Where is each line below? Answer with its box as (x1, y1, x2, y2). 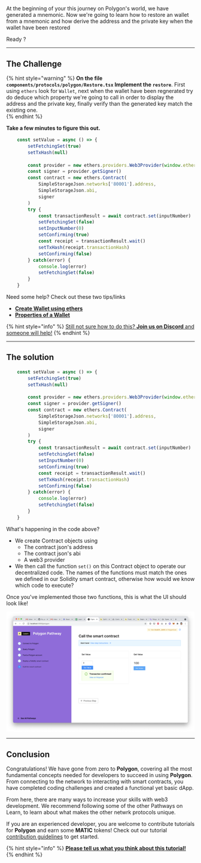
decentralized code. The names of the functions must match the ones (14, 569, 187, 576)
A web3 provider (23, 556, 65, 563)
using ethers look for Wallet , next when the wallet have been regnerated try (6, 88, 193, 94)
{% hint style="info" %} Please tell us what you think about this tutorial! (6, 845, 187, 852)
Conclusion (6, 749, 50, 759)
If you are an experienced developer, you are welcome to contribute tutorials (6, 820, 195, 828)
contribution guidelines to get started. (6, 833, 99, 840)
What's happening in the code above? (6, 525, 100, 532)
